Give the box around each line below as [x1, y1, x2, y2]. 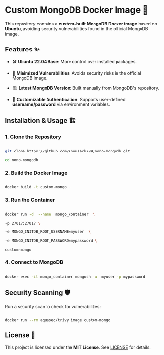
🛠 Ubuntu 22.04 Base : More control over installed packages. [12, 58, 137, 64]
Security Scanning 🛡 [5, 288, 70, 297]
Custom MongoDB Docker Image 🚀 [5, 4, 148, 16]
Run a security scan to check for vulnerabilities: [5, 304, 101, 310]
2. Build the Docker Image [5, 169, 68, 176]
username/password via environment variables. [12, 101, 110, 107]
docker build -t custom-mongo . [5, 185, 71, 190]
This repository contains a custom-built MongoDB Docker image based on [5, 21, 158, 26]
